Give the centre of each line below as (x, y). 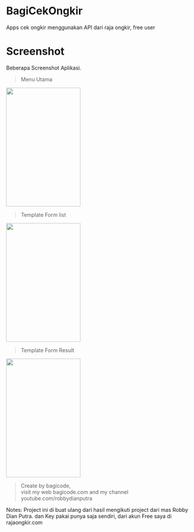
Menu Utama (36, 79)
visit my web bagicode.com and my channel (74, 492)
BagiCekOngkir (44, 11)
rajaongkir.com (24, 522)
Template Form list (43, 214)
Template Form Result (47, 350)
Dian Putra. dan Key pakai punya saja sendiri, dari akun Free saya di (89, 516)
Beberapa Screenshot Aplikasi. (44, 68)
